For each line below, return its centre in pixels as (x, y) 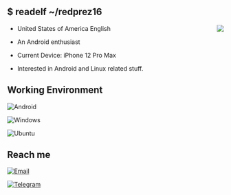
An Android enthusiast (48, 42)
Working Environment (55, 90)
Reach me (29, 155)
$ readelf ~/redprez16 (55, 12)
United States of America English (64, 28)
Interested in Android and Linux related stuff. (80, 68)
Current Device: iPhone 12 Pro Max (67, 55)
